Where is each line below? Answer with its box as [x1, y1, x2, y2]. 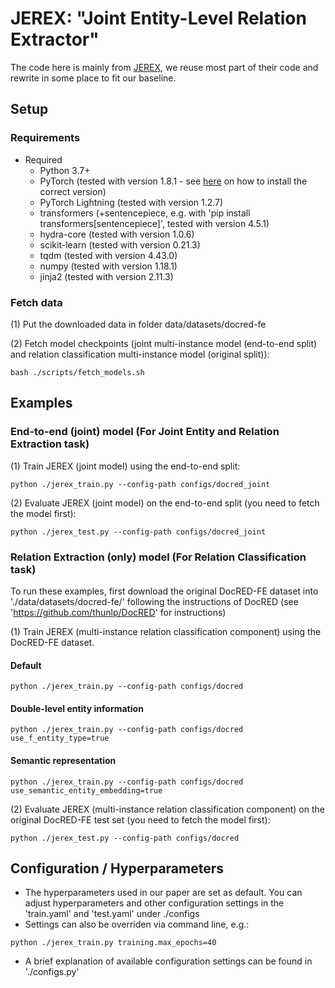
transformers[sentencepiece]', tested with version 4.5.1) [39, 217, 270, 229]
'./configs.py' [24, 966, 80, 978]
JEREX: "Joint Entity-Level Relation [10, 7, 307, 30]
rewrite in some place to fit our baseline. [10, 72, 177, 84]
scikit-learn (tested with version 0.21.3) [39, 238, 201, 251]
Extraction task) [10, 437, 90, 451]
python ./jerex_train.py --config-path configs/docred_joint [10, 479, 271, 489]
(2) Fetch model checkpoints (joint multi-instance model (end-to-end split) [10, 337, 318, 349]
